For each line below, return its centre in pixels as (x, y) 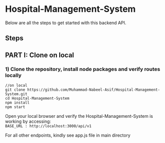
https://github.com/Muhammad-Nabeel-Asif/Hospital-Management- (94, 90)
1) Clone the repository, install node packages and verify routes (83, 69)
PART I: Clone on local (40, 55)
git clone (15, 90)
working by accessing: (28, 121)
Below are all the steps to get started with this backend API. (66, 23)
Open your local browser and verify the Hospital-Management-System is (79, 116)
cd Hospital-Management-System (37, 99)
